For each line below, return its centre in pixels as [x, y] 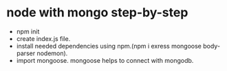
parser [26, 53]
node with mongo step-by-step [97, 13]
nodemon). [52, 53]
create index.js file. [43, 38]
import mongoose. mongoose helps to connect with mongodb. [105, 60]
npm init [28, 31]
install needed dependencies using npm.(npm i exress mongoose [109, 46]
